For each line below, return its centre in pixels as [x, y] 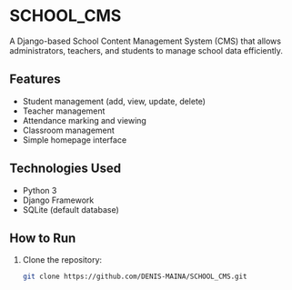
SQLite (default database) [71, 209]
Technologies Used [65, 169]
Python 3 [40, 190]
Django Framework [58, 200]
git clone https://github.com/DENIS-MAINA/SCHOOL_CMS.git [135, 277]
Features [35, 80]
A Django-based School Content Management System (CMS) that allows [146, 41]
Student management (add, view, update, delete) [114, 101]
